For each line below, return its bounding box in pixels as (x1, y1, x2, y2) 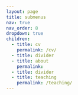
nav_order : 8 (6, 25, 38, 31)
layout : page (6, 8, 38, 15)
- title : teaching (11, 74, 57, 80)
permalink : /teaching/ (17, 80, 73, 86)
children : (6, 36, 31, 42)
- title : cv (11, 42, 41, 48)
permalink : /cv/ (17, 47, 57, 53)
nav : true (6, 19, 31, 25)
